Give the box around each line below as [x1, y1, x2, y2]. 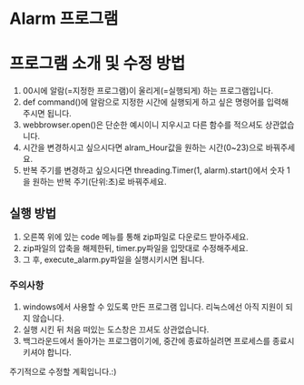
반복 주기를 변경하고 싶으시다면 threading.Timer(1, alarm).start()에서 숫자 [22, 165, 285, 176]
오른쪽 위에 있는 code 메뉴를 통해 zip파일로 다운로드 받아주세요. [22, 231, 250, 242]
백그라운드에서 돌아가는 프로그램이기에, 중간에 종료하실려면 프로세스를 [22, 336, 270, 347]
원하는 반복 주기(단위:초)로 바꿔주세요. [32, 177, 167, 187]
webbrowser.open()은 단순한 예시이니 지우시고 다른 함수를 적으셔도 [22, 119, 263, 130]
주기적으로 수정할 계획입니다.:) [9, 366, 117, 378]
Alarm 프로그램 [9, 8, 119, 29]
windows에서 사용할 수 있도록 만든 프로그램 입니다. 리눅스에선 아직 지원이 [22, 301, 284, 312]
